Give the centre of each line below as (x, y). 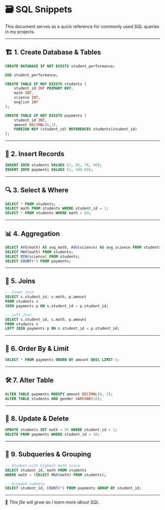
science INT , (27, 98)
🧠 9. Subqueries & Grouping (48, 454)
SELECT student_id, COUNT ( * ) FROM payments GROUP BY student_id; (73, 488)
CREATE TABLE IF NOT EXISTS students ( (46, 84)
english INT (26, 102)
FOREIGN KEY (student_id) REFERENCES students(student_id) (76, 129)
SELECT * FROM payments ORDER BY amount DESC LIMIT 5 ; (62, 360)
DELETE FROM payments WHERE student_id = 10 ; (52, 435)
